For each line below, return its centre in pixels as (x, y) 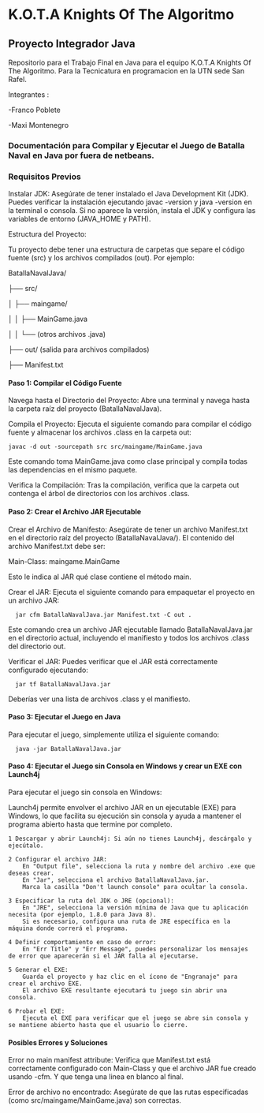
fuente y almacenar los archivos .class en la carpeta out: (100, 432)
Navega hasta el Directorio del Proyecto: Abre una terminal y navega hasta (129, 401)
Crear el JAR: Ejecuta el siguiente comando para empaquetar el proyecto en (131, 592)
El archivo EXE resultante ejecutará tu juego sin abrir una (125, 991)
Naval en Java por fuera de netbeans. (82, 155)
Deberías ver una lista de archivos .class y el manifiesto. (99, 699)
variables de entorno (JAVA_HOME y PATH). (80, 219)
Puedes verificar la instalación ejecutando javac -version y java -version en (130, 202)
